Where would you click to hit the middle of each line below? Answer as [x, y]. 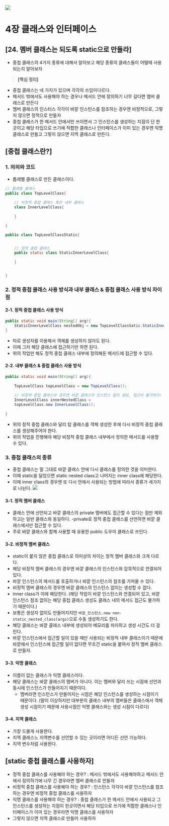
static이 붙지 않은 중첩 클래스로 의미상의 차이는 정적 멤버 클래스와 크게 [81, 556]
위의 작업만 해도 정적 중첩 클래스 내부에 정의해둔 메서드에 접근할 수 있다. [83, 353]
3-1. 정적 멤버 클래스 [25, 501]
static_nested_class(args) [41, 619]
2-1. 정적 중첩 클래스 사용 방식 [34, 310]
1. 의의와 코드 [20, 167]
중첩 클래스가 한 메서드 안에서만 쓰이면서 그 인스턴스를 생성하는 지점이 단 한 [86, 121]
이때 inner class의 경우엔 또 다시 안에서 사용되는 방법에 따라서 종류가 [80, 482]
